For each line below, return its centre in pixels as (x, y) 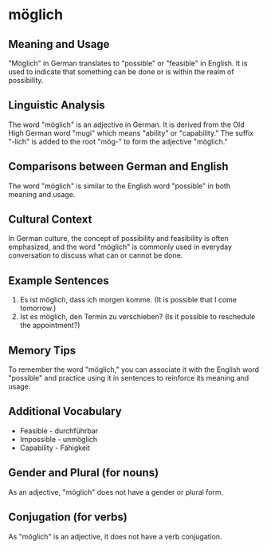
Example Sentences (59, 280)
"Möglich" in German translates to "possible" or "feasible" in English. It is (128, 63)
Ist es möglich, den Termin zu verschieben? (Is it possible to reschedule (137, 317)
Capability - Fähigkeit (55, 448)
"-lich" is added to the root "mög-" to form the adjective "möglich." (118, 141)
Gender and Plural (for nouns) (84, 473)
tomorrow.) (38, 308)
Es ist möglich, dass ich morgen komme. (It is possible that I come (128, 300)
